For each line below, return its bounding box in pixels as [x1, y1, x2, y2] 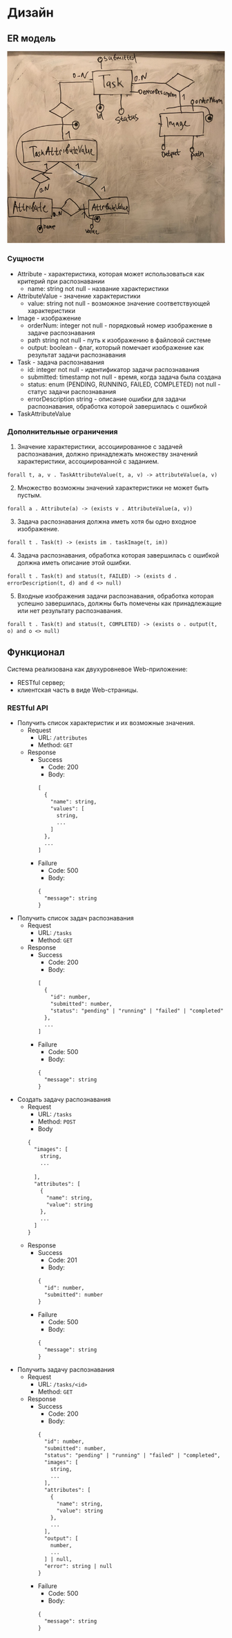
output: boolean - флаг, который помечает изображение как [27, 343, 204, 351]
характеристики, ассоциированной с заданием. [17, 457, 159, 465]
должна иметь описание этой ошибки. [17, 558, 131, 567]
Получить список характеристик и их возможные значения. [17, 719, 195, 727]
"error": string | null [43, 1563, 113, 1570]
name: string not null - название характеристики [27, 284, 169, 292]
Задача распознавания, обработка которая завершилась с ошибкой [17, 551, 220, 559]
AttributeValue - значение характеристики [17, 292, 141, 300]
